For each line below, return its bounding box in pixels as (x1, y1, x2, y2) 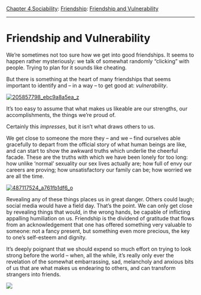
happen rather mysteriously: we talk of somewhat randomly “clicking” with (6, 57, 190, 64)
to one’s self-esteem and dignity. (6, 233, 87, 241)
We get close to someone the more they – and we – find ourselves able (6, 134, 181, 142)
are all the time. (6, 173, 44, 180)
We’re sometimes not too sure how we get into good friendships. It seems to (6, 51, 194, 59)
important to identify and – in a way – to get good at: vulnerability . (6, 82, 168, 89)
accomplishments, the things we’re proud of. (6, 111, 116, 118)
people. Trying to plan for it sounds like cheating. (6, 64, 127, 71)
